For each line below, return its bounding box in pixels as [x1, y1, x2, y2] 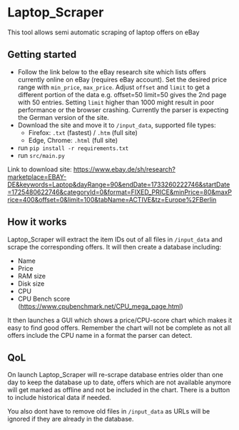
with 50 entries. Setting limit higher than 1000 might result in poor [17, 98, 215, 106]
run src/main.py [17, 151, 66, 159]
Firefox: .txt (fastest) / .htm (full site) [28, 128, 138, 136]
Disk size [17, 279, 45, 288]
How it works [7, 216, 67, 229]
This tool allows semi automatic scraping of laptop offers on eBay [7, 28, 200, 36]
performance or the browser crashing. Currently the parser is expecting [17, 105, 229, 114]
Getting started [7, 49, 77, 61]
